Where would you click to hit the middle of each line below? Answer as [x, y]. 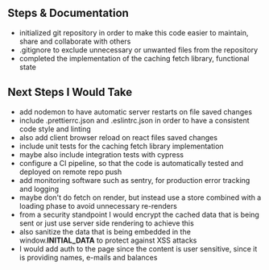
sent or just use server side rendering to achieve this [106, 223]
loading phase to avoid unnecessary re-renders [98, 206]
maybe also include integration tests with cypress [101, 154]
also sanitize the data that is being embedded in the [105, 231]
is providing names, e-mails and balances [88, 257]
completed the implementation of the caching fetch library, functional [134, 58]
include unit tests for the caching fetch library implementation [121, 146]
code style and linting [55, 129]
